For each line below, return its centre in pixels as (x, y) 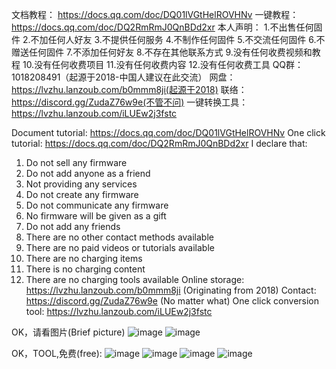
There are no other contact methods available (119, 237)
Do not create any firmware (82, 194)
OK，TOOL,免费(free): (57, 353)
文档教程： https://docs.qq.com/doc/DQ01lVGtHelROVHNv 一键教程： (155, 14)
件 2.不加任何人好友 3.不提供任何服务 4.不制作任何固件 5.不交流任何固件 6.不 (168, 39)
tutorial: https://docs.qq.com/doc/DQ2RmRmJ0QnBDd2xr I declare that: (159, 143)
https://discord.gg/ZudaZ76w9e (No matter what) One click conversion (172, 301)
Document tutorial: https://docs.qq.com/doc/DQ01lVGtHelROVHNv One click (168, 132)
